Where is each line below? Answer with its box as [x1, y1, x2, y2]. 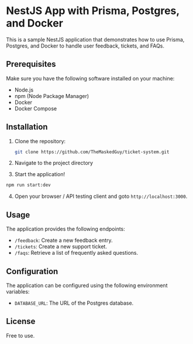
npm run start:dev [6, 182, 51, 188]
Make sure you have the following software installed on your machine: [6, 75, 175, 82]
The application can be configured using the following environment [6, 282, 168, 289]
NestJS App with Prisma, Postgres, [6, 4, 180, 18]
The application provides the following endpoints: [6, 225, 126, 232]
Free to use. [6, 332, 35, 339]
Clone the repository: [14, 137, 66, 144]
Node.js [14, 86, 34, 93]
